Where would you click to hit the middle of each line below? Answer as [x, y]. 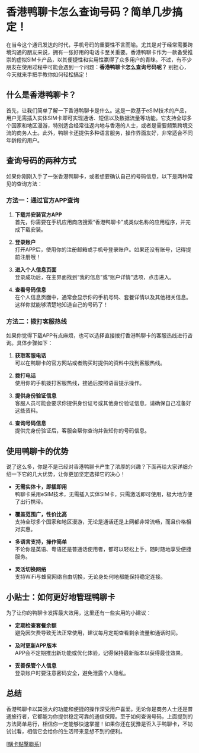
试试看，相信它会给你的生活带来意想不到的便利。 [66, 731]
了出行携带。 [30, 501]
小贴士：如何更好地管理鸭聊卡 [61, 597]
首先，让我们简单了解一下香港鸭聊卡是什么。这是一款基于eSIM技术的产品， [98, 110]
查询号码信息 [30, 423]
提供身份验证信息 [36, 396]
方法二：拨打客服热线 [36, 321]
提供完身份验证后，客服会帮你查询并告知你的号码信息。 [82, 431]
